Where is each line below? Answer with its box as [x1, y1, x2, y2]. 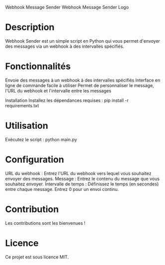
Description [5, 22, 55, 33]
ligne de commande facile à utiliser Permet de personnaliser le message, [5, 82, 154, 88]
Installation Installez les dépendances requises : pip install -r [5, 97, 129, 103]
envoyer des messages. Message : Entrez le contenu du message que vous [5, 176, 160, 181]
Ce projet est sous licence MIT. [5, 254, 69, 260]
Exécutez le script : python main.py [5, 136, 77, 142]
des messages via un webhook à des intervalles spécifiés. [5, 43, 124, 49]
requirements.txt [5, 102, 39, 108]
